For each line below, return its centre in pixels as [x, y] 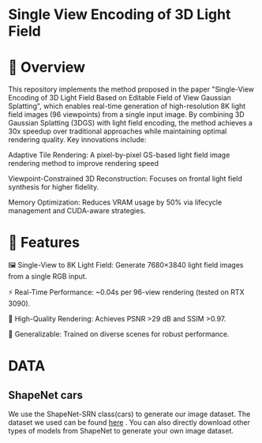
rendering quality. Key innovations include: [77, 140]
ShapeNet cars [46, 395]
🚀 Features [44, 243]
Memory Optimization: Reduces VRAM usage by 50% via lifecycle [115, 202]
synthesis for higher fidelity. [54, 187]
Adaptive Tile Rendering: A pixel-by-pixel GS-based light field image [119, 155]
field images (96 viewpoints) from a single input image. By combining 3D [126, 115]
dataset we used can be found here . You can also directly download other [129, 422]
